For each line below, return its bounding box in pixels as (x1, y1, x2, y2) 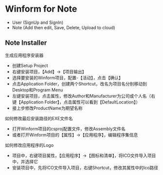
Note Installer (5, 39, 47, 47)
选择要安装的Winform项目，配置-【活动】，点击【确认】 (12, 74, 123, 81)
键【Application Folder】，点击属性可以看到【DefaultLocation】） (12, 99, 140, 105)
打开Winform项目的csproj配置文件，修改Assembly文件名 (12, 125, 126, 132)
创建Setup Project (12, 62, 48, 69)
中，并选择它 (12, 158, 38, 164)
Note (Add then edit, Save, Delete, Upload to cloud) (12, 24, 115, 30)
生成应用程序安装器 (5, 52, 44, 58)
